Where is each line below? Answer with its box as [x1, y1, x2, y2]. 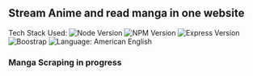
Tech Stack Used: [8, 27, 68, 37]
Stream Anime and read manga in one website [8, 6, 245, 20]
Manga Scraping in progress [8, 57, 122, 68]
